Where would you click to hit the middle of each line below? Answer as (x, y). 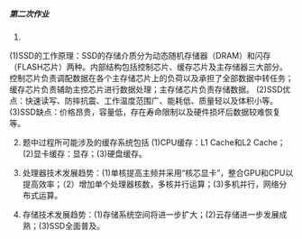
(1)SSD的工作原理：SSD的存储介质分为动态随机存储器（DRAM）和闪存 (140, 55)
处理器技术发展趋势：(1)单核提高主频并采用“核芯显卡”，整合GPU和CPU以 (158, 172)
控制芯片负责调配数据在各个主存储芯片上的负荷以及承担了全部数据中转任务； (151, 78)
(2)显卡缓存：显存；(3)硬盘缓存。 (84, 153)
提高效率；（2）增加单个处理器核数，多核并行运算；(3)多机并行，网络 (151, 184)
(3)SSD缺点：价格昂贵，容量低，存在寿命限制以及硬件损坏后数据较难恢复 (145, 112)
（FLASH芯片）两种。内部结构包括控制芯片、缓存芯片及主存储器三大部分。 (149, 67)
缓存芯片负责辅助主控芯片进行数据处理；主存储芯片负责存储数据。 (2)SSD (146, 89)
